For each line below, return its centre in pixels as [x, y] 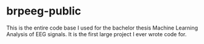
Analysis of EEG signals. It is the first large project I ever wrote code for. [97, 34]
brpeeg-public [44, 11]
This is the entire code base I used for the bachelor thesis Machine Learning [102, 28]
